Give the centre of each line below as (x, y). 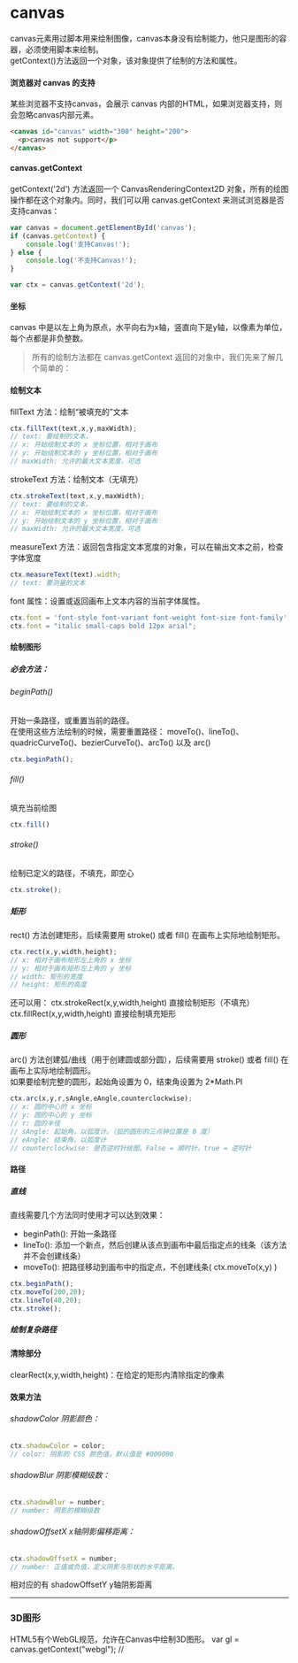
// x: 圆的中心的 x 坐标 (51, 1107)
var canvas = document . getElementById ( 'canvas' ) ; (103, 227)
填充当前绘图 (33, 808)
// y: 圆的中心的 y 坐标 (51, 1115)
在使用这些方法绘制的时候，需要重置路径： (88, 731)
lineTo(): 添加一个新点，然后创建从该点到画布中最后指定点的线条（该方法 (155, 1244)
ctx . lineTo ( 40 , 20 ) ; (46, 1300)
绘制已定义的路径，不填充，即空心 (72, 874)
